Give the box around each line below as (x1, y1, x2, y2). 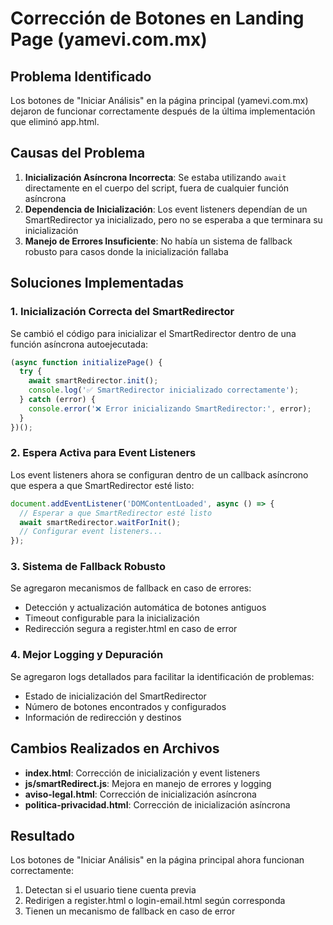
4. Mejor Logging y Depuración (10, 648, 164, 662)
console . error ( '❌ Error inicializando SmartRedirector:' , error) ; (28, 403, 312, 414)
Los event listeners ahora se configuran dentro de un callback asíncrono (10, 468, 309, 481)
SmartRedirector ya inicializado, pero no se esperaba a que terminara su (24, 213, 323, 226)
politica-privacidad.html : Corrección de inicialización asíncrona (24, 798, 291, 811)
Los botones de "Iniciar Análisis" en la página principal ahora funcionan (10, 854, 305, 866)
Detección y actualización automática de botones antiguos (24, 602, 267, 614)
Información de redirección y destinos (24, 711, 182, 723)
